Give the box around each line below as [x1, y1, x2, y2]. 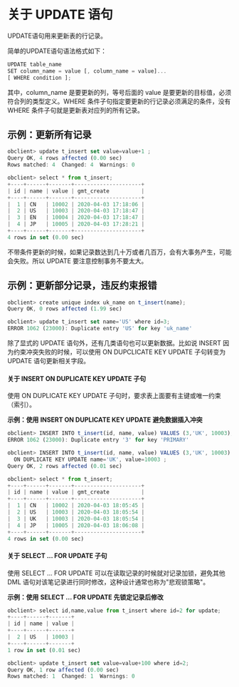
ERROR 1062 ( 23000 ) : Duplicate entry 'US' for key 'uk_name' [7, 325, 193, 332]
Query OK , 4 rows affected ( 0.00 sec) [7, 155, 122, 162]
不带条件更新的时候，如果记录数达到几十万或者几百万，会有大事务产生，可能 [7, 248, 232, 256]
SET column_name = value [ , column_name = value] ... [7, 67, 167, 75]
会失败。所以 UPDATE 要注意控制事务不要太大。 [7, 256, 148, 265]
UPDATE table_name [7, 61, 62, 68]
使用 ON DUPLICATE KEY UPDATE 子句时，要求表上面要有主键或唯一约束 [7, 392, 222, 400]
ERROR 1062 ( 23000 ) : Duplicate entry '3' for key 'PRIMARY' [7, 437, 190, 444]
